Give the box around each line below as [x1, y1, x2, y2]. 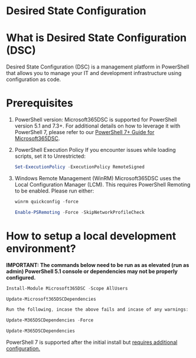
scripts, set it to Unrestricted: [14, 152, 86, 160]
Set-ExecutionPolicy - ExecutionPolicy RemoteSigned [14, 164, 145, 170]
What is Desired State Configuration [6, 31, 187, 45]
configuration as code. [6, 76, 61, 83]
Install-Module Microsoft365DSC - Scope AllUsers [6, 285, 128, 291]
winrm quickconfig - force [14, 198, 79, 204]
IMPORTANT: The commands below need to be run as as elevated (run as [6, 261, 190, 268]
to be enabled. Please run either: [14, 187, 94, 194]
